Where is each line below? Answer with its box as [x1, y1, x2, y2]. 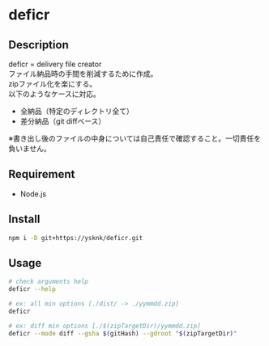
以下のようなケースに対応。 [8, 89, 101, 99]
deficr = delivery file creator [8, 59, 102, 69]
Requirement [8, 167, 75, 181]
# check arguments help [8, 277, 89, 286]
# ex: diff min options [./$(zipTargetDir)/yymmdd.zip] [8, 322, 201, 330]
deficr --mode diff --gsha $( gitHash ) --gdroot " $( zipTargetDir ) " [8, 329, 237, 337]
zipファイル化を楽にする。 [8, 79, 97, 88]
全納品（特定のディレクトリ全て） [19, 107, 134, 116]
